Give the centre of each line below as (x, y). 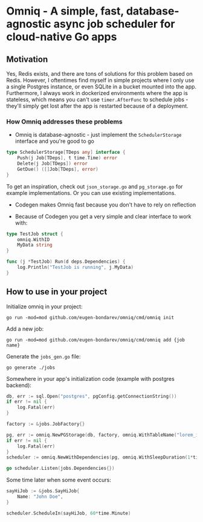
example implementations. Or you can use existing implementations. (91, 193)
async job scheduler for (114, 24)
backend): (19, 385)
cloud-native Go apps (62, 37)
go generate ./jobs (31, 368)
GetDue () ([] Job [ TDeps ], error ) (58, 169)
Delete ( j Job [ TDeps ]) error (52, 164)
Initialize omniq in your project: (44, 306)
